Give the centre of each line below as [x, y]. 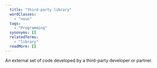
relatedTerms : [24, 37]
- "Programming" [31, 28]
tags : [15, 23]
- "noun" [23, 19]
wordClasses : [23, 14]
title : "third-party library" [40, 10]
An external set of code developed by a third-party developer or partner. [79, 60]
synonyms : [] [23, 33]
